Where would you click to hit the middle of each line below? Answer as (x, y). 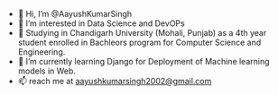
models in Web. (47, 71)
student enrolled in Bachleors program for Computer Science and (139, 42)
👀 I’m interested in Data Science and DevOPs (101, 23)
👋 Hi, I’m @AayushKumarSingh (75, 14)
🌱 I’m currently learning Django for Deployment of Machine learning (144, 61)
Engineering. (42, 52)
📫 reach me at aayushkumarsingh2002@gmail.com (115, 81)
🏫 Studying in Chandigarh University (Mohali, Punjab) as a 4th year (142, 33)
